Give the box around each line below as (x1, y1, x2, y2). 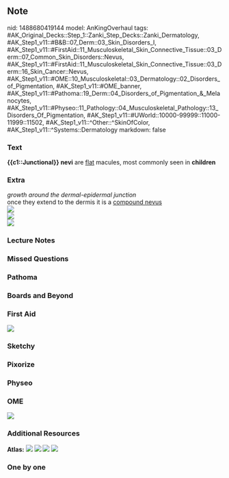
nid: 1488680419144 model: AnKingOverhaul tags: (7, 23, 149, 32)
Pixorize (7, 360, 36, 369)
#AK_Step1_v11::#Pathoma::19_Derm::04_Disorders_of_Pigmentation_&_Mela (7, 89, 221, 97)
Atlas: (7, 445, 25, 453)
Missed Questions (7, 254, 69, 264)
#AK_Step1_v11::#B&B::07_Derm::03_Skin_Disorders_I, (7, 38, 157, 47)
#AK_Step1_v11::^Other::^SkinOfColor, (45, 118, 150, 126)
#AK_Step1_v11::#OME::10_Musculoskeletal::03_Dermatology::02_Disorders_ (7, 75, 221, 83)
